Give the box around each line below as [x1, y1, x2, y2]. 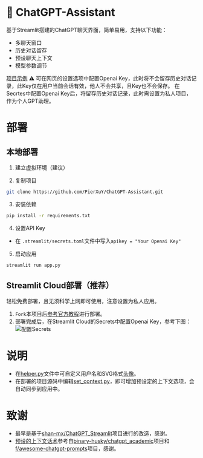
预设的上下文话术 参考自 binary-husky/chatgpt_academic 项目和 [14, 437, 170, 445]
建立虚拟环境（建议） [14, 163, 68, 171]
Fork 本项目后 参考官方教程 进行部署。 [14, 310, 106, 318]
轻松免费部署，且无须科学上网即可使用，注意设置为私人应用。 [6, 298, 160, 305]
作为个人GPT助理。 [6, 97, 54, 105]
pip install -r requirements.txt [6, 212, 91, 218]
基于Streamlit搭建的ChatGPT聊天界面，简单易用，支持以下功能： [6, 26, 167, 33]
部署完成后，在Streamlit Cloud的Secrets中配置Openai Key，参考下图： [14, 318, 192, 326]
